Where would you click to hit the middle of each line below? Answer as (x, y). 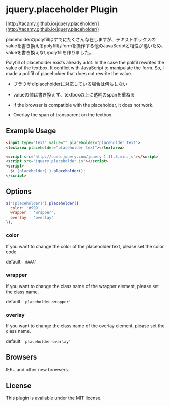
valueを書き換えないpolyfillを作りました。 (50, 52)
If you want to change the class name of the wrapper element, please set (82, 286)
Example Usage (31, 131)
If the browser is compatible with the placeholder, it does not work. (83, 105)
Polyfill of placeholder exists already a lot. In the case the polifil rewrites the (85, 62)
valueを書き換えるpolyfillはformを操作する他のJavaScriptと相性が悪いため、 (86, 46)
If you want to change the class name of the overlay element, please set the (85, 326)
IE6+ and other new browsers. (37, 369)
